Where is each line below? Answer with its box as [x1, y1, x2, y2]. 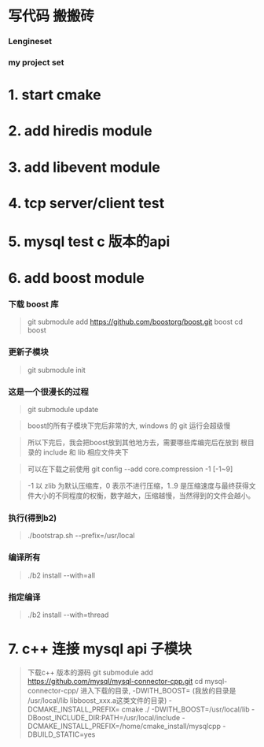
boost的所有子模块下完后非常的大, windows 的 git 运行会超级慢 [27, 421, 231, 430]
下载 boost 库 [8, 299, 59, 310]
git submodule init [27, 365, 86, 374]
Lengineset [8, 36, 53, 47]
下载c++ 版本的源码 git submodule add [27, 667, 153, 677]
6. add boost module [8, 269, 145, 288]
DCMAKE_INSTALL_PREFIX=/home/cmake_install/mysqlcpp [27, 721, 222, 730]
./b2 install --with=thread [27, 610, 109, 619]
